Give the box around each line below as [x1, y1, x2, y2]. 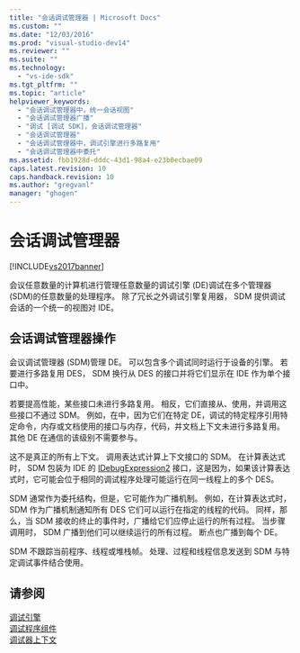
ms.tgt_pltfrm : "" [9, 80, 78, 89]
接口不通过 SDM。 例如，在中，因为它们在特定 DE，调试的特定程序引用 [16, 409, 281, 420]
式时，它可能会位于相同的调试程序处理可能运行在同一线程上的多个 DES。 [9, 474, 279, 485]
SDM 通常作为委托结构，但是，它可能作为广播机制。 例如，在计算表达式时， [9, 493, 292, 503]
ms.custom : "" [9, 22, 63, 31]
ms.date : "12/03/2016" [9, 30, 94, 39]
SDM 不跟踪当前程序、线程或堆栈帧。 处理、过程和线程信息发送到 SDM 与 [9, 546, 283, 557]
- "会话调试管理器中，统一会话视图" [17, 105, 135, 114]
